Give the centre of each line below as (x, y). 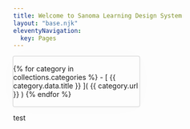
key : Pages (38, 38)
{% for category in (44, 69)
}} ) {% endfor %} (42, 95)
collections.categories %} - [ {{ (65, 78)
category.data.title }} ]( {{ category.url (76, 86)
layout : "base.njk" (46, 23)
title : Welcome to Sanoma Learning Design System (98, 16)
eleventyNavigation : (48, 30)
